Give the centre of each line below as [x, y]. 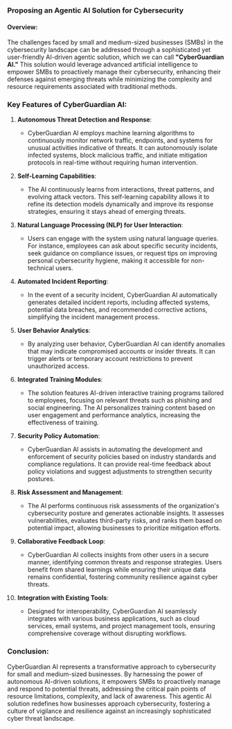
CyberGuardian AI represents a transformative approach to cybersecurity [111, 667]
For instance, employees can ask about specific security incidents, [123, 246]
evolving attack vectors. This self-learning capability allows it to [118, 197]
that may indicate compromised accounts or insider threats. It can [122, 351]
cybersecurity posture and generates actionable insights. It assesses [126, 513]
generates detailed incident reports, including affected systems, [119, 302]
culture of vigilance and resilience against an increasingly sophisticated [109, 711]
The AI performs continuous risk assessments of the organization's [123, 506]
